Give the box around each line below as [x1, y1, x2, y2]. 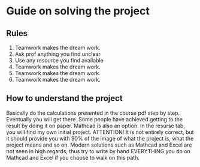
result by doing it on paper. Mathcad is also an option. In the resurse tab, [6, 122, 186, 129]
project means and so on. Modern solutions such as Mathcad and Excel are [6, 141, 192, 148]
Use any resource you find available [14, 57, 104, 64]
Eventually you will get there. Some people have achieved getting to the [6, 115, 183, 123]
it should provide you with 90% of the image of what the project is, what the [6, 135, 194, 142]
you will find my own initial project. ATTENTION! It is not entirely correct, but [6, 128, 194, 136]
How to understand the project [6, 93, 123, 103]
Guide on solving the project [6, 4, 150, 18]
